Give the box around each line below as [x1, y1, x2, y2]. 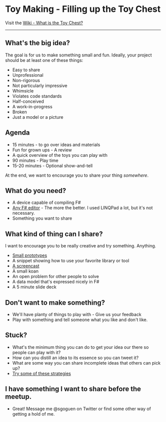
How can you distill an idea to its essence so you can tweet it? [12, 355, 139, 361]
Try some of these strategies [12, 370, 71, 376]
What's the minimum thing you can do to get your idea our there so [12, 344, 149, 350]
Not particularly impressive [12, 83, 68, 89]
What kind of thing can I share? [5, 230, 103, 238]
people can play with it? [12, 349, 61, 355]
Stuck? [5, 331, 27, 339]
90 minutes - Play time [12, 157, 58, 163]
